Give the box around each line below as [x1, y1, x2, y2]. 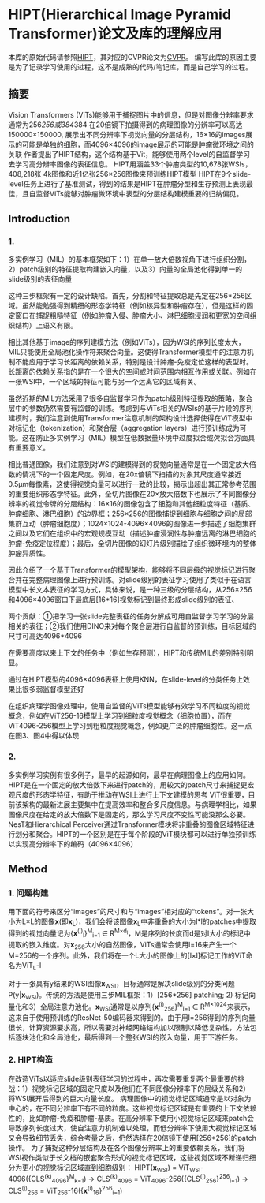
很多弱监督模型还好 [21, 685, 84, 694]
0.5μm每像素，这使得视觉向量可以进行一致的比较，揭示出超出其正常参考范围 [8, 480, 257, 489]
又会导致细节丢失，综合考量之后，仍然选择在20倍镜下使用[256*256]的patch [8, 1133, 256, 1142]
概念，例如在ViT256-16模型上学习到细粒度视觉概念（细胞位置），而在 [8, 712, 233, 721]
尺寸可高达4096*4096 [8, 631, 83, 641]
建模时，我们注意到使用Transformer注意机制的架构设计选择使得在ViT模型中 [8, 413, 253, 423]
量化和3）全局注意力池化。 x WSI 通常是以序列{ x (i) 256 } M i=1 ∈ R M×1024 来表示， [8, 1000, 255, 1013]
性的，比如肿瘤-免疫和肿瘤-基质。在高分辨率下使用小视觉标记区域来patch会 [8, 1113, 255, 1123]
